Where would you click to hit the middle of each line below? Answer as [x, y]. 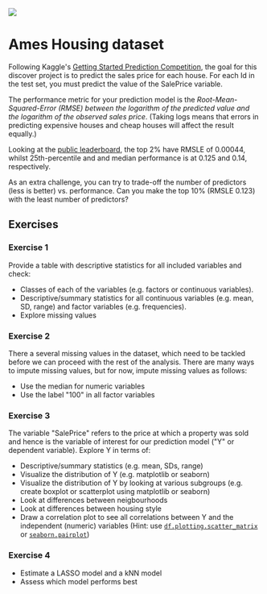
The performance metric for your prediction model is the [102, 99]
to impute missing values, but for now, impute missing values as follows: [128, 370]
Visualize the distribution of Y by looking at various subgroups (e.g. [131, 483]
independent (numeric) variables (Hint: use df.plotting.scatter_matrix [139, 526]
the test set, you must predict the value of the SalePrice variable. [116, 84]
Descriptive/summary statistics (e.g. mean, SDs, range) [111, 466]
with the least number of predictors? [68, 199]
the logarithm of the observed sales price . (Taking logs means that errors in [133, 116]
